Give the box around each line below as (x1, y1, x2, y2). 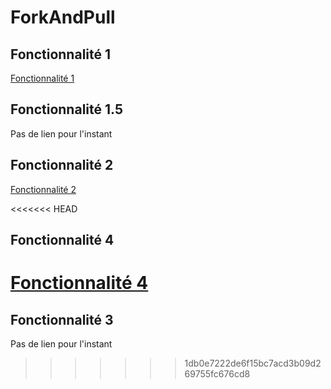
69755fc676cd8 (184, 368, 251, 380)
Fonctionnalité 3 (10, 311, 114, 328)
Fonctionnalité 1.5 (10, 101, 123, 118)
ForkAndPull (10, 6, 116, 29)
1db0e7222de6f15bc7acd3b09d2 (184, 357, 322, 370)
